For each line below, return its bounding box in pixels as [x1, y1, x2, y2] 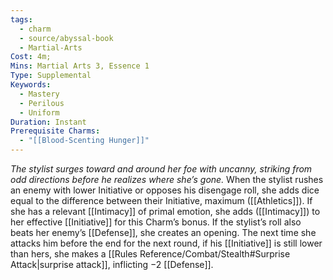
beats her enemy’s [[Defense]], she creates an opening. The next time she [10, 227, 317, 238]
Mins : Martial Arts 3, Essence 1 [10, 61, 150, 71]
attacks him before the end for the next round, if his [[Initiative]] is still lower [10, 237, 323, 249]
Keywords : [10, 80, 52, 90]
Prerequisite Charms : [10, 126, 101, 136]
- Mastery [19, 89, 60, 99]
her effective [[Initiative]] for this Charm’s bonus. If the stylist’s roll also [10, 216, 302, 228]
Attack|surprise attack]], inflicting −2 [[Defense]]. [10, 259, 214, 270]
